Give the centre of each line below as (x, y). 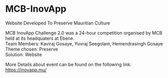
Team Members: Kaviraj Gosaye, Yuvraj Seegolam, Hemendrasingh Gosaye (84, 43)
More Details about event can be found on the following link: (68, 64)
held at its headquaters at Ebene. (40, 38)
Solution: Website (24, 55)
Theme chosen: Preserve (32, 49)
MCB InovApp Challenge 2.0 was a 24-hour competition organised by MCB (84, 33)
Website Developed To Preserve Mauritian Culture (58, 23)
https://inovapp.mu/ (26, 70)
